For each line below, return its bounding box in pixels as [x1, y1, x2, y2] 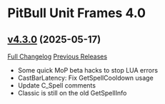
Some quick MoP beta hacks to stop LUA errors [17, 66, 159, 74]
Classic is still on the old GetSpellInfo [17, 89, 127, 97]
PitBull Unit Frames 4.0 [7, 5, 146, 21]
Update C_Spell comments [17, 81, 96, 90]
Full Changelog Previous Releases [7, 52, 108, 61]
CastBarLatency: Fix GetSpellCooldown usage [17, 73, 154, 82]
